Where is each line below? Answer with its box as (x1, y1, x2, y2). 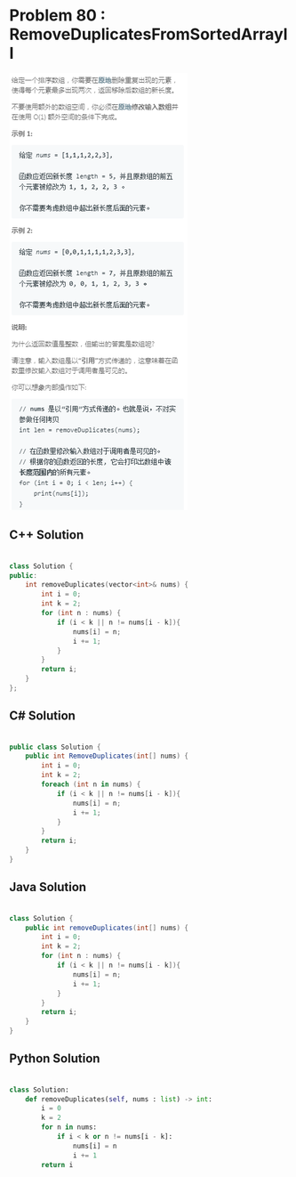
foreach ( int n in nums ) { (41, 780, 141, 789)
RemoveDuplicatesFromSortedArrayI (9, 24, 288, 45)
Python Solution (9, 1051, 100, 1067)
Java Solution (9, 880, 87, 895)
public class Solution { (9, 743, 101, 751)
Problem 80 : (9, 5, 107, 26)
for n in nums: (41, 1123, 98, 1132)
